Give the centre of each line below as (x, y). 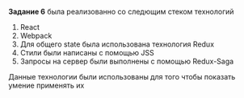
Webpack (36, 36)
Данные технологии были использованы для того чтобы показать (122, 77)
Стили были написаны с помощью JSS (87, 53)
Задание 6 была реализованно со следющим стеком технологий (121, 12)
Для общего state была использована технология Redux (117, 44)
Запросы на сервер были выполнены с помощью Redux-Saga (127, 61)
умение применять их (46, 85)
